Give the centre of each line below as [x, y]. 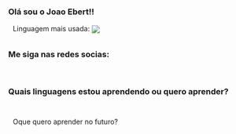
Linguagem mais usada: [52, 29]
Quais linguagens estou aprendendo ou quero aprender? [118, 92]
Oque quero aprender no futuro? [65, 122]
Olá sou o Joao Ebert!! [51, 12]
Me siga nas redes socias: [59, 54]
